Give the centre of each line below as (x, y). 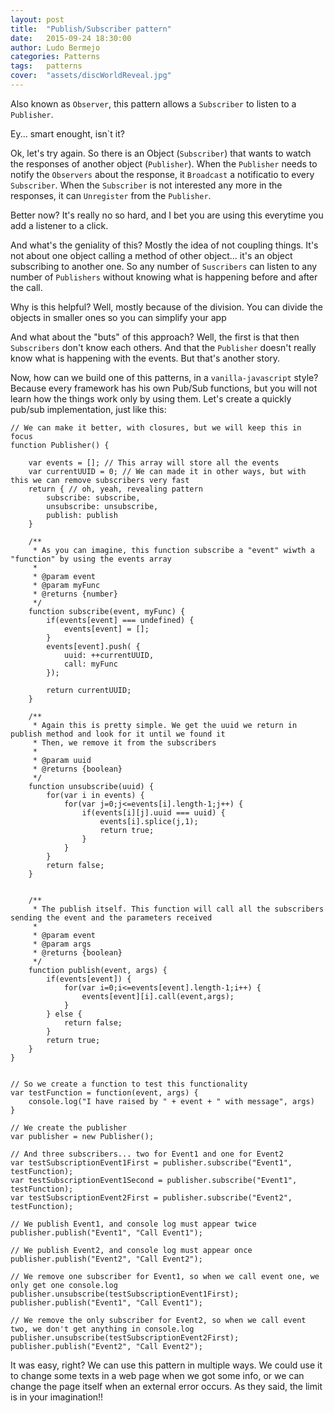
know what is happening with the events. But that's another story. (145, 358)
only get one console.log (64, 1285)
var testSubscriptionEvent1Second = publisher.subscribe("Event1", (154, 1180)
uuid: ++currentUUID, (109, 655)
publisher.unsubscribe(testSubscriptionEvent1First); (125, 1294)
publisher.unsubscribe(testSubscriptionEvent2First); (125, 1337)
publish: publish (82, 515)
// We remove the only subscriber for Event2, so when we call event (158, 1320)
